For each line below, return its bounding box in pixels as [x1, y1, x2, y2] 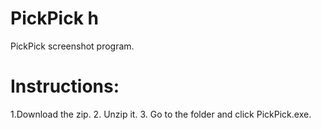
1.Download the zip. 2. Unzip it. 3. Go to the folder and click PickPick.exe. [10, 108, 312, 120]
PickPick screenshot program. [10, 40, 135, 52]
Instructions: [10, 75, 120, 98]
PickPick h [10, 7, 99, 30]
